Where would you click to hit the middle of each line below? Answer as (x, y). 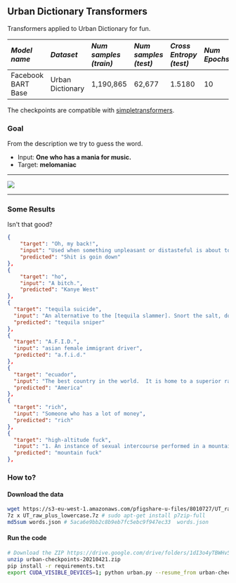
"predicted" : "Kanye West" (59, 290)
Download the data (35, 494)
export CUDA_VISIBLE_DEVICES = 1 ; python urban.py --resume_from (102, 572)
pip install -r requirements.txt (56, 566)
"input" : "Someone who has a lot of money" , (80, 414)
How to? (22, 477)
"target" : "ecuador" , (45, 374)
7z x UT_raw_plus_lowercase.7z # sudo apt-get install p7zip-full (106, 516)
